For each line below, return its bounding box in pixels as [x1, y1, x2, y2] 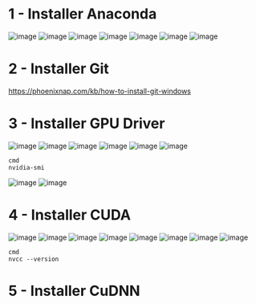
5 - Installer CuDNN [8, 281, 140, 300]
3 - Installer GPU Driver [8, 114, 165, 133]
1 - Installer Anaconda [8, 5, 157, 23]
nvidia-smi [8, 163, 45, 171]
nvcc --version [8, 255, 59, 263]
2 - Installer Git [8, 60, 110, 78]
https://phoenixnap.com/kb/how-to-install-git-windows [8, 86, 191, 96]
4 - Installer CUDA [8, 206, 131, 224]
